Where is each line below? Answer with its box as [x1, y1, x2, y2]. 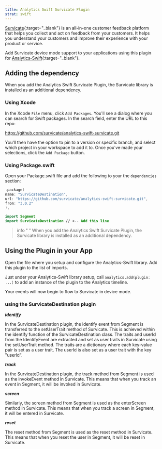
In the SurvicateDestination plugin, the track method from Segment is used [5, 371, 154, 377]
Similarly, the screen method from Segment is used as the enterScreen [5, 400, 146, 406]
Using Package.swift [5, 162, 55, 168]
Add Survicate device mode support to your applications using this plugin [5, 50, 151, 56]
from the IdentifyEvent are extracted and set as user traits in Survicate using [5, 337, 157, 343]
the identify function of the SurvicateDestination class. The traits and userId [5, 332, 156, 337]
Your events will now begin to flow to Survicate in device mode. [5, 288, 132, 294]
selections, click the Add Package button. [5, 150, 85, 155]
